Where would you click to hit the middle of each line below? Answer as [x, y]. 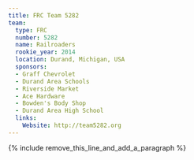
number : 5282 [37, 37]
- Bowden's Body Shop [51, 103]
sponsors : [31, 67]
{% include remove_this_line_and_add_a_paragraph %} [97, 147]
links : [26, 118]
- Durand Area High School [60, 111]
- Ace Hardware [40, 96]
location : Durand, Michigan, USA [70, 60]
